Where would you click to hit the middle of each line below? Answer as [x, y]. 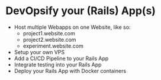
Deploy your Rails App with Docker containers [70, 71]
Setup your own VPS [39, 52]
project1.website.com [49, 33]
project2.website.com [49, 39]
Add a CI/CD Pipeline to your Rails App [61, 58]
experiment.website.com [53, 46]
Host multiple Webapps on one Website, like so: [72, 27]
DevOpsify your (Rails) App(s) [81, 11]
